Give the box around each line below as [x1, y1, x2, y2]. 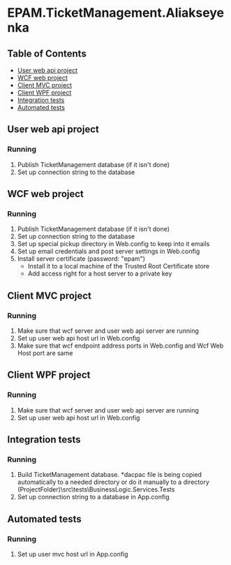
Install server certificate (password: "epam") [17, 255, 145, 263]
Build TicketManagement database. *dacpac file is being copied [17, 471, 202, 479]
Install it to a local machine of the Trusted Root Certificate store [27, 262, 210, 271]
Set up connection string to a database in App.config [17, 493, 170, 501]
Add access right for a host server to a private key [27, 269, 172, 278]
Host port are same [17, 349, 73, 357]
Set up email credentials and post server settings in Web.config [17, 247, 200, 256]
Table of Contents [7, 48, 87, 59]
